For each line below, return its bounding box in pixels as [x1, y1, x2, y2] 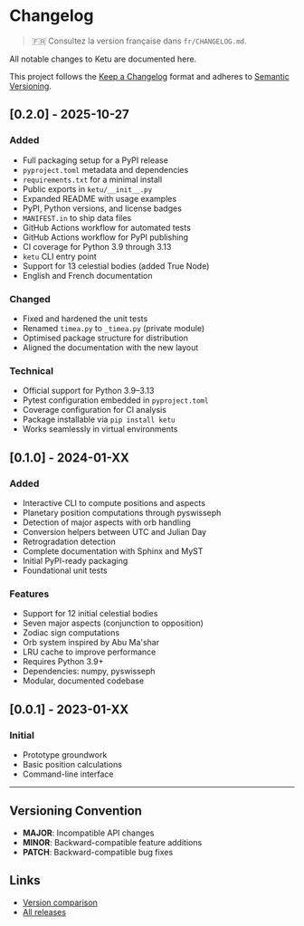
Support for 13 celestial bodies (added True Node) [22, 260, 210, 272]
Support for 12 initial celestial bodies [22, 608, 158, 619]
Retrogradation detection [22, 536, 116, 547]
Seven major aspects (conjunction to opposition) [22, 617, 204, 629]
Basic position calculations [22, 759, 122, 769]
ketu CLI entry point [22, 251, 97, 262]
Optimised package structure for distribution [22, 332, 188, 343]
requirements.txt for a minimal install [22, 174, 163, 185]
